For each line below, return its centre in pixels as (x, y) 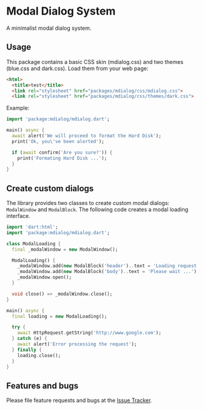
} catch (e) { (29, 339)
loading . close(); (39, 355)
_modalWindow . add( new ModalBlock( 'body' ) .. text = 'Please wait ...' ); (108, 272)
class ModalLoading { (34, 244)
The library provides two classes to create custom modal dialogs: (88, 203)
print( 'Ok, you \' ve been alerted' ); (58, 141)
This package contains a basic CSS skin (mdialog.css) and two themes (95, 61)
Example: (18, 108)
